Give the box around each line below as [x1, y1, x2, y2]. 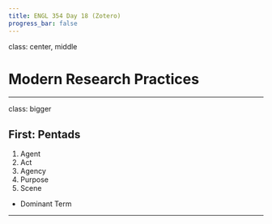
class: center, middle [8, 41, 78, 51]
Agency [19, 167, 47, 176]
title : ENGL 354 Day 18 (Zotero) [8, 11, 121, 20]
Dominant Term [19, 199, 72, 209]
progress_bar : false [8, 19, 79, 27]
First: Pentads [8, 127, 81, 142]
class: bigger [8, 104, 52, 114]
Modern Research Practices [8, 70, 200, 88]
